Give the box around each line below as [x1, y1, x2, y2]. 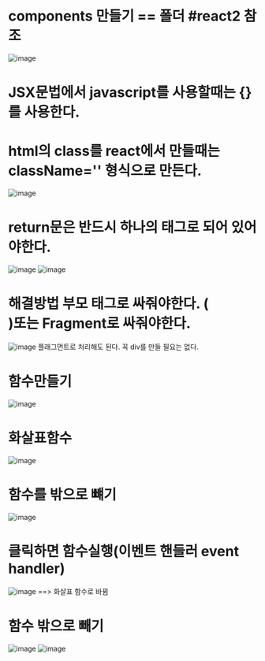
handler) [8, 559, 65, 577]
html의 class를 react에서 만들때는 [8, 143, 221, 160]
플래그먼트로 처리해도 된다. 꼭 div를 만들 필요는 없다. [38, 342, 200, 351]
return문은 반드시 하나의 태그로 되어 [8, 218, 229, 236]
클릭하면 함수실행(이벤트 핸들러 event [8, 542, 239, 560]
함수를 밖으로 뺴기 [8, 486, 117, 503]
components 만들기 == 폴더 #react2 [8, 7, 241, 25]
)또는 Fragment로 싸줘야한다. [8, 314, 192, 332]
